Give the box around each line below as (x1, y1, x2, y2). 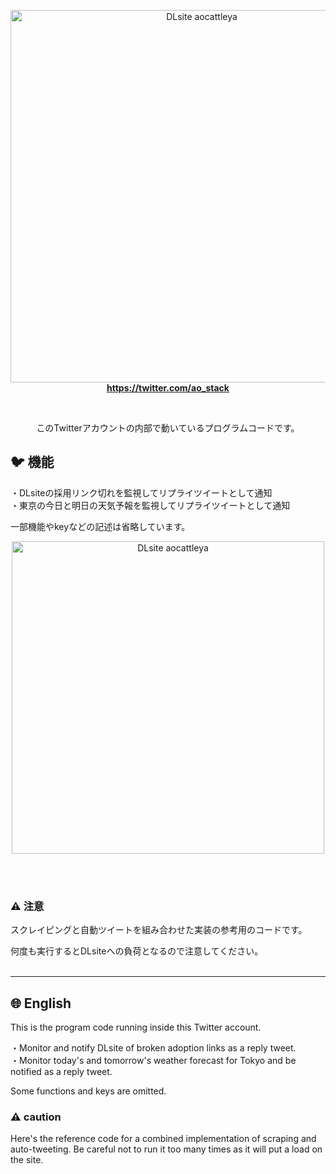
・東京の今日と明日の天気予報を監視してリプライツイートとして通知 (10, 499, 291, 511)
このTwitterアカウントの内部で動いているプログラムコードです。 (36, 422, 300, 434)
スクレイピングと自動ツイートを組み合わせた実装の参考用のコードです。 (10, 924, 308, 936)
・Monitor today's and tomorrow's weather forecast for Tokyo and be (10, 1054, 297, 1066)
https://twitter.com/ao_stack (106, 382, 230, 394)
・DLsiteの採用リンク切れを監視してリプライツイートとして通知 (10, 486, 273, 499)
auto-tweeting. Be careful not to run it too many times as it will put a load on (10, 1143, 323, 1155)
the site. (10, 1154, 44, 1166)
